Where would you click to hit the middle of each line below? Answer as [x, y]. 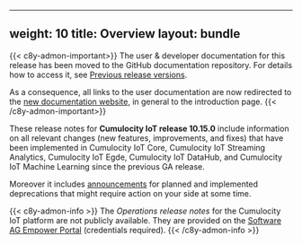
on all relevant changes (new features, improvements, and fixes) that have [147, 138]
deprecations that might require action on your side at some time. [130, 193]
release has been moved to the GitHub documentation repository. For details [151, 65]
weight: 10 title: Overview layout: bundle [125, 34]
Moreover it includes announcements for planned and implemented [134, 184]
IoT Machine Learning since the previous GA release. [107, 166]
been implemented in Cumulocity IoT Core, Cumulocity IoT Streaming [138, 147]
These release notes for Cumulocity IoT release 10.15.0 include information [149, 128]
